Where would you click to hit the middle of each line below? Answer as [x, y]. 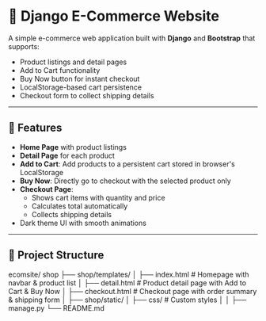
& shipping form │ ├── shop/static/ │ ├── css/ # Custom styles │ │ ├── [127, 300]
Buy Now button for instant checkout [80, 78]
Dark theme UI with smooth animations [83, 223]
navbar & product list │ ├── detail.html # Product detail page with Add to [127, 283]
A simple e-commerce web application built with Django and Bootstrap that [132, 38]
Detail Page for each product [67, 155]
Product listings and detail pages [73, 62]
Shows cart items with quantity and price [98, 197]
